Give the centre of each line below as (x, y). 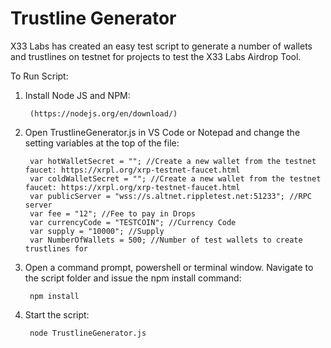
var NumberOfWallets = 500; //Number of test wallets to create (166, 240)
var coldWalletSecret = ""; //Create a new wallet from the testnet (175, 178)
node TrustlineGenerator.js (88, 333)
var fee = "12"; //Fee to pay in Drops (112, 213)
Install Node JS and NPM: (77, 95)
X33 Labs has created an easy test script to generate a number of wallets (161, 46)
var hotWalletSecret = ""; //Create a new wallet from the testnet (173, 161)
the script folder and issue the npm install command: (133, 278)
